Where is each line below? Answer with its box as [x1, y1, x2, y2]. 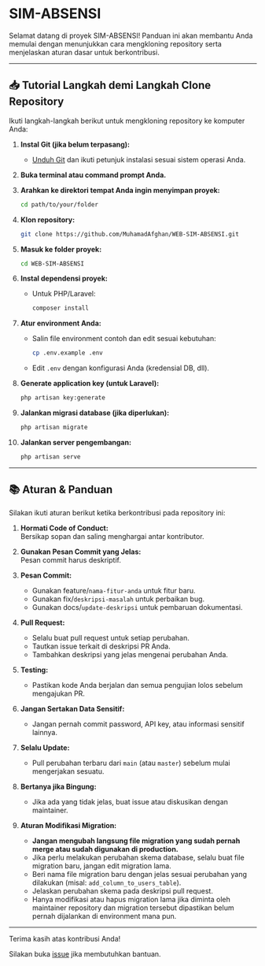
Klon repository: [20, 214, 75, 225]
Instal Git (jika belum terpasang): [20, 139, 131, 149]
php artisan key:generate [20, 394, 105, 402]
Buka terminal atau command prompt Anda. [20, 170, 167, 180]
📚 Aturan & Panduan [9, 483, 113, 496]
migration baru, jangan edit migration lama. [31, 860, 171, 871]
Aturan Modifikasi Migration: [20, 820, 117, 830]
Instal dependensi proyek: [20, 273, 109, 284]
